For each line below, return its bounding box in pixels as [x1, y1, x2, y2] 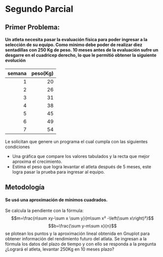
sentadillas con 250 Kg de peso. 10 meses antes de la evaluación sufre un [5, 47, 159, 53]
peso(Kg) [31, 70, 54, 77]
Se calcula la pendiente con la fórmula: [5, 207, 84, 214]
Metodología [5, 183, 45, 192]
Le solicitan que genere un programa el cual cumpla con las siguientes [5, 138, 148, 144]
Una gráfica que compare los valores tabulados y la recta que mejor [12, 153, 150, 159]
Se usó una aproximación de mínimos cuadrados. [5, 197, 108, 203]
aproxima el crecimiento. [12, 158, 62, 164]
